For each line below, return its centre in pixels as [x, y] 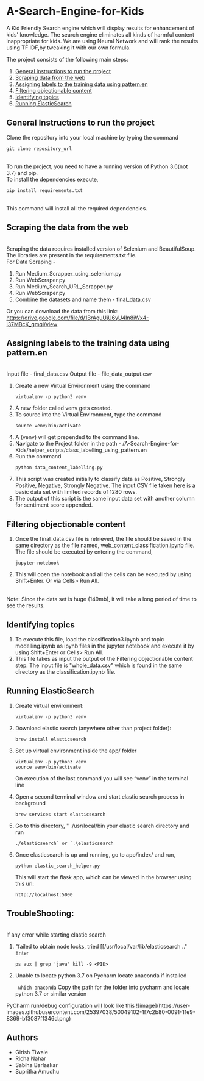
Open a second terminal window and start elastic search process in [100, 796]
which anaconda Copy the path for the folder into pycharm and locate [104, 987]
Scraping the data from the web [68, 228]
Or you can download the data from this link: [62, 311]
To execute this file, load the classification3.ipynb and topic [90, 639]
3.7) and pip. [22, 173]
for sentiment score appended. [54, 505]
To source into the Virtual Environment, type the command [88, 415]
